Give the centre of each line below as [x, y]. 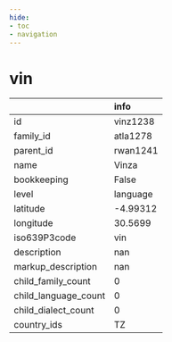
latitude [29, 209]
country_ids [38, 325]
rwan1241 [136, 151]
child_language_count [59, 296]
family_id [32, 137]
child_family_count [52, 281]
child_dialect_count [54, 311]
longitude [33, 223]
